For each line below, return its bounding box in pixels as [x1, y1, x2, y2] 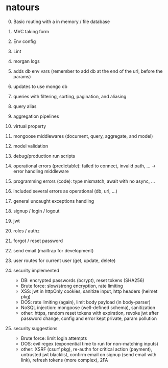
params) [13, 73, 31, 79]
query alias [13, 103, 37, 109]
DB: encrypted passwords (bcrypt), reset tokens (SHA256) [20, 277, 145, 283]
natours [6, 2, 40, 13]
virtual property [13, 123, 46, 129]
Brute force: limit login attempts [20, 335, 87, 341]
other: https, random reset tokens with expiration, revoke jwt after [20, 310, 159, 316]
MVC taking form [13, 28, 50, 34]
